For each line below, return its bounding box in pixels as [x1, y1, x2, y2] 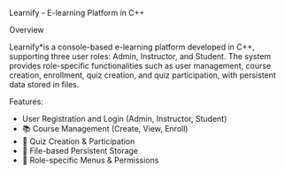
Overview [9, 25, 44, 34]
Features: [9, 96, 44, 107]
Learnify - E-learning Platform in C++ [9, 8, 145, 18]
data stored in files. [9, 79, 80, 89]
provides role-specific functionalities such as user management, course [9, 61, 272, 71]
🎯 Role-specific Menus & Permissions [21, 155, 159, 165]
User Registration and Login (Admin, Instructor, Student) [21, 114, 227, 124]
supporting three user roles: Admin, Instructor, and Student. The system [9, 51, 272, 61]
